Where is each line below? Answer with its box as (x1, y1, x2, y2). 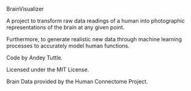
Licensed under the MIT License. (6, 66, 89, 73)
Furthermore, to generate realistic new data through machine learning (6, 36, 182, 42)
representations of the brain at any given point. (6, 24, 125, 31)
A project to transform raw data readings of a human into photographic (6, 17, 185, 24)
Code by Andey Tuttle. (6, 54, 63, 61)
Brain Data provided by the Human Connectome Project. (6, 78, 148, 85)
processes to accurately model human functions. (6, 42, 130, 49)
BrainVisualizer (6, 6, 44, 12)
